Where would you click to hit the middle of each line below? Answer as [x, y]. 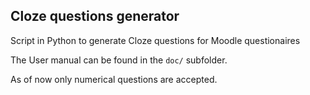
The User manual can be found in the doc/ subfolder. [119, 60]
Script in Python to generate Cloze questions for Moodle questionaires [155, 40]
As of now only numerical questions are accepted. [114, 79]
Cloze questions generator [95, 16]
